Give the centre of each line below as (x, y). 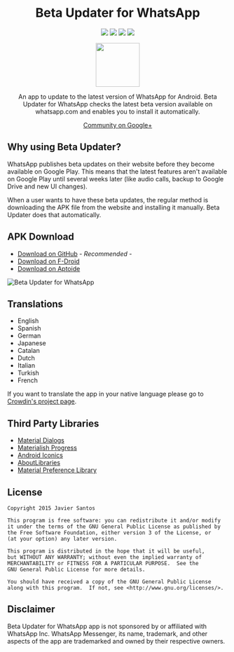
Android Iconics (40, 455)
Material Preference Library (57, 470)
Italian (26, 366)
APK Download (41, 237)
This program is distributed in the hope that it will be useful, (106, 551)
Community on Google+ (118, 125)
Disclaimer (31, 610)
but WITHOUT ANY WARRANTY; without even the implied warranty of (104, 557)
